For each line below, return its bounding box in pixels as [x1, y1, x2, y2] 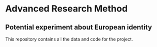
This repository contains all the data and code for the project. [5, 36, 133, 42]
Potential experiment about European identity [5, 23, 152, 31]
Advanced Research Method [5, 3, 128, 14]
